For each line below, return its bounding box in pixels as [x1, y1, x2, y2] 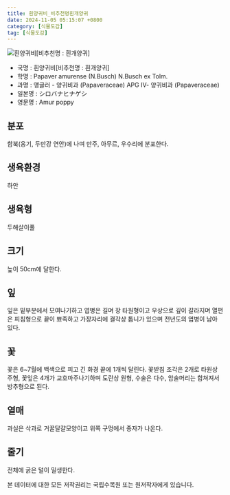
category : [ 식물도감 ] [7, 23, 63, 30]
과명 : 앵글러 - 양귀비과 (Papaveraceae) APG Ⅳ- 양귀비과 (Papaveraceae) [16, 81, 220, 89]
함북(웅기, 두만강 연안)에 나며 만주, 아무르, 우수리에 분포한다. [7, 140, 169, 148]
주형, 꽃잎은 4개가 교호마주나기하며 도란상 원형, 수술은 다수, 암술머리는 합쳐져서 [7, 374, 220, 382]
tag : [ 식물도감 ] [7, 29, 48, 36]
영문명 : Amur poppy [16, 98, 74, 107]
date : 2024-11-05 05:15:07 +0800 [7, 17, 103, 23]
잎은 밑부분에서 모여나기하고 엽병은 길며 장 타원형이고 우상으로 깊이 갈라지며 [7, 306, 211, 315]
